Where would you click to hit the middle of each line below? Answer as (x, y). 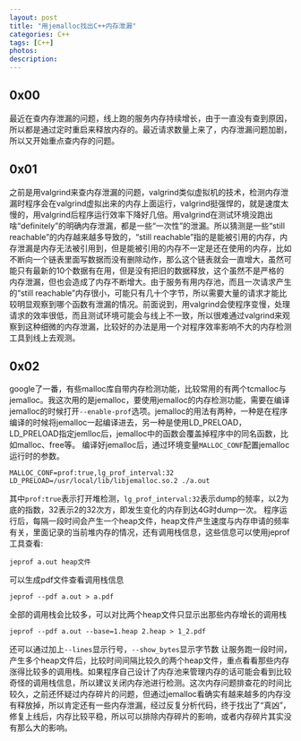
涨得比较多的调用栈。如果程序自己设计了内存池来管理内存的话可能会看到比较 (150, 672)
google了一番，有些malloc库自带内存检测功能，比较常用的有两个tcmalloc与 (148, 389)
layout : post (34, 17)
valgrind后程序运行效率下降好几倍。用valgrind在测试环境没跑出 (156, 214)
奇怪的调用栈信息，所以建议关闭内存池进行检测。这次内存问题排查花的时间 (146, 683)
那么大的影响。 (44, 728)
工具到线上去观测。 (45, 338)
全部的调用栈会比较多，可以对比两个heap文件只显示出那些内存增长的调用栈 (148, 615)
